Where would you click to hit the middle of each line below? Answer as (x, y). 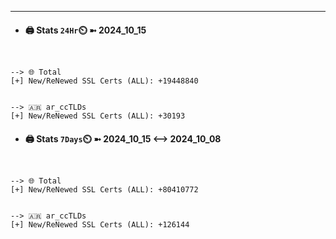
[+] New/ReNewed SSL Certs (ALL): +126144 (100, 225)
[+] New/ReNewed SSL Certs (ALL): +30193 (98, 116)
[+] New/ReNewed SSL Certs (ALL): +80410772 (104, 190)
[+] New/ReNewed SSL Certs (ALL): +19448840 (104, 81)
